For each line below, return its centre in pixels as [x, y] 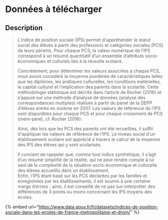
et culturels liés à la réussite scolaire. [85, 61]
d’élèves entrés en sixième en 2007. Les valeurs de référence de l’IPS [89, 108]
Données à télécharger [54, 9]
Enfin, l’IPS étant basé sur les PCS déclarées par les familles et [82, 176]
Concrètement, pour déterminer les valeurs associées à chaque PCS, [89, 71]
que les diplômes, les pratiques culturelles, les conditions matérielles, [89, 82]
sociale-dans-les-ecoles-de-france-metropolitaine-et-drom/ [68, 212]
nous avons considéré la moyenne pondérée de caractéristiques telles [90, 76]
